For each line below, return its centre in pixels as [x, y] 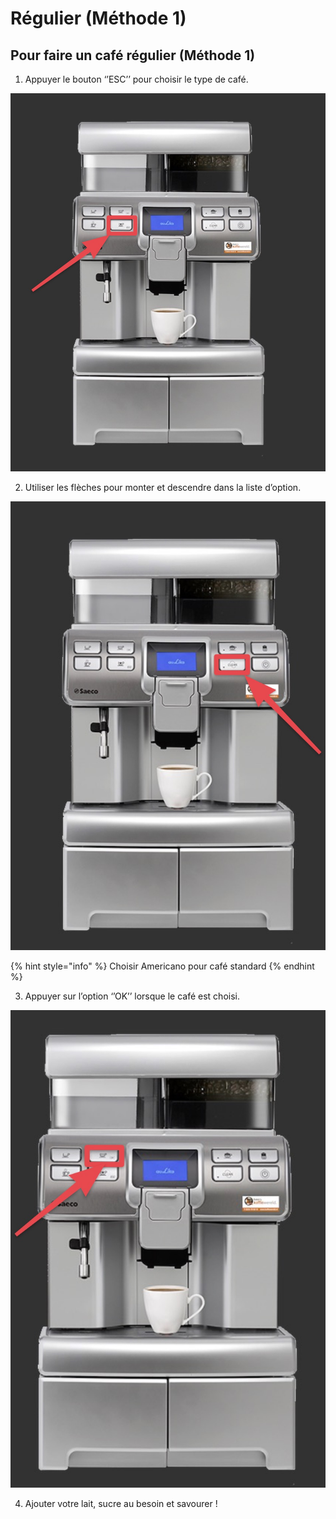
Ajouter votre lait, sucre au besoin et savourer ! [121, 1504]
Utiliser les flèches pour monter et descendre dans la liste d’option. [163, 488]
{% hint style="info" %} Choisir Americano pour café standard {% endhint [162, 966]
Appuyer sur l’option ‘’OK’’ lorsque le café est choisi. [132, 996]
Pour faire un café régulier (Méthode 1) [133, 55]
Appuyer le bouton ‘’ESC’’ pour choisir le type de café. [136, 79]
